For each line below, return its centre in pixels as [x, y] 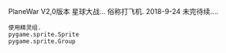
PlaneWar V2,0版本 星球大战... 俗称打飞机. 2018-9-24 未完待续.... [113, 11]
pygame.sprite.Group [42, 41]
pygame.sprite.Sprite [44, 34]
